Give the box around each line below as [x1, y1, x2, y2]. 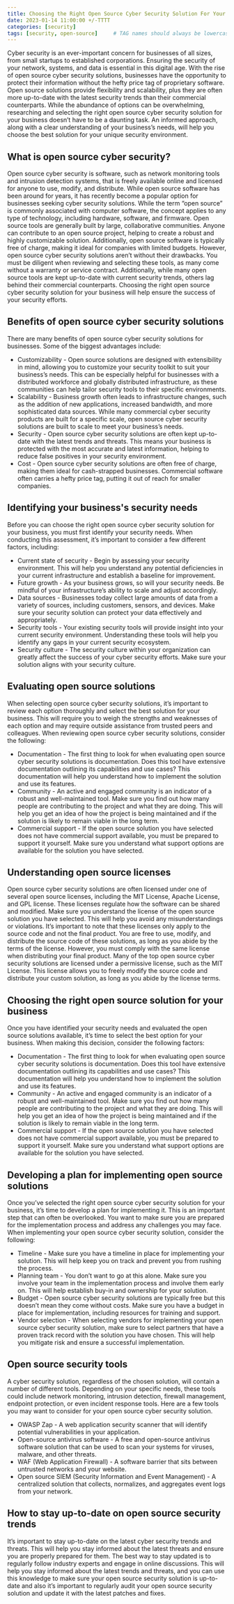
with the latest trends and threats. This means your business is [31, 437, 212, 445]
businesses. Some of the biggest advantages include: [7, 342, 162, 350]
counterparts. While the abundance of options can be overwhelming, [7, 101, 205, 109]
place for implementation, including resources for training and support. [17, 1308, 221, 1317]
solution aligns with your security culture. [17, 660, 136, 668]
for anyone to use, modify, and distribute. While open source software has [7, 185, 220, 193]
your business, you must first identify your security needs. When [7, 528, 193, 536]
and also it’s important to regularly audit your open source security [21, 1581, 212, 1590]
